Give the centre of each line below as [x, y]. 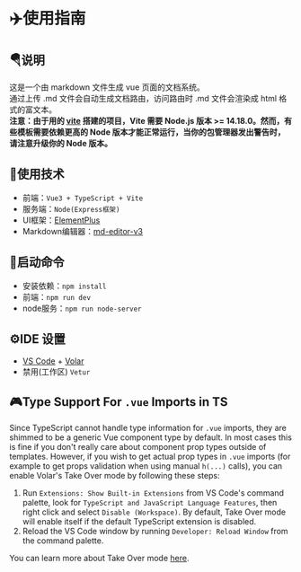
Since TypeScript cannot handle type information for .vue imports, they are [148, 428]
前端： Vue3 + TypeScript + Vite [83, 198]
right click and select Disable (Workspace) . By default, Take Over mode [154, 512]
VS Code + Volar [53, 361]
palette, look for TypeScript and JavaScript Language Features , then [150, 503]
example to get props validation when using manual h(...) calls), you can [146, 466]
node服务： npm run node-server [82, 308]
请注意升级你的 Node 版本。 [61, 143]
